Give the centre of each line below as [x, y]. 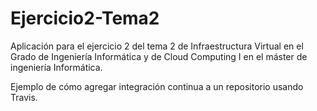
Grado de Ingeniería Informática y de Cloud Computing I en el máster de [159, 56]
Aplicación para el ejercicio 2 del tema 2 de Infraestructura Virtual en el [157, 46]
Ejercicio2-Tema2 [85, 18]
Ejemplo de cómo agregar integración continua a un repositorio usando [157, 86]
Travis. [24, 97]
